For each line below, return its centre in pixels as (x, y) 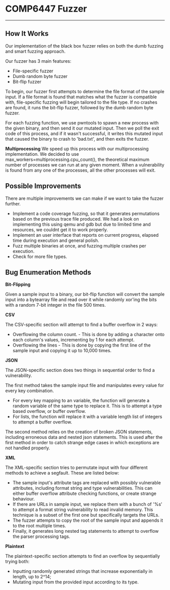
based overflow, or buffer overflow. (49, 411)
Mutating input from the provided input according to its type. (76, 582)
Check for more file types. (40, 257)
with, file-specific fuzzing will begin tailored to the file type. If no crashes (81, 102)
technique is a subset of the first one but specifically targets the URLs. (86, 515)
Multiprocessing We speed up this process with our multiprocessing (77, 149)
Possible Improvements (43, 186)
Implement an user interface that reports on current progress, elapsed (86, 235)
